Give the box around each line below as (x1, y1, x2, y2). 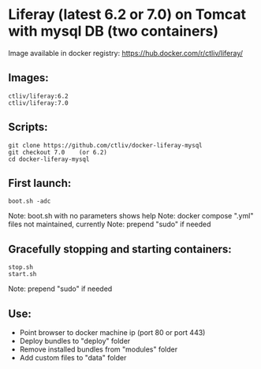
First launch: (8, 176, 72, 190)
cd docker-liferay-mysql (8, 155, 90, 163)
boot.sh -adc (8, 197, 51, 206)
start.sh (8, 270, 37, 278)
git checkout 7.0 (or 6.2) (8, 148, 108, 156)
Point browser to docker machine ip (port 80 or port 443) (19, 328, 206, 337)
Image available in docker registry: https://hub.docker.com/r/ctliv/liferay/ (8, 48, 243, 58)
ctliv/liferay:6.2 (8, 92, 69, 100)
